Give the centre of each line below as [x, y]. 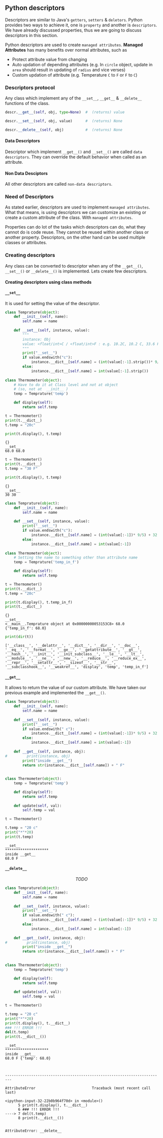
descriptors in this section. [32, 35]
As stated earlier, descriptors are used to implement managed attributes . [78, 207]
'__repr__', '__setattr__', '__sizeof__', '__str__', [61, 663]
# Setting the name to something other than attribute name [76, 558]
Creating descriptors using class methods [48, 282]
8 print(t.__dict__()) [41, 1118]
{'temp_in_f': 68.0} [26, 628]
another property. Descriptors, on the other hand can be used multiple [75, 237]
